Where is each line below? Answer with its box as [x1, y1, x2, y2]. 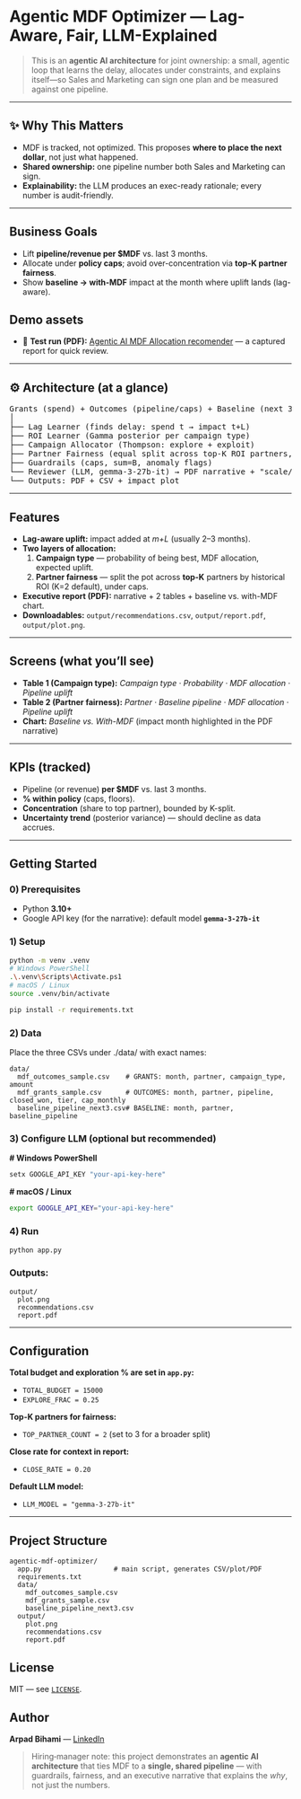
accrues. [21, 822, 56, 833]
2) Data [9, 1027, 42, 1039]
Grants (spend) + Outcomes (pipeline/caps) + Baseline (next [9, 404, 284, 414]
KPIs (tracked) [9, 760, 91, 775]
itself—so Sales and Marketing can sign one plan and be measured [30, 74, 279, 84]
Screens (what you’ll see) [9, 654, 155, 669]
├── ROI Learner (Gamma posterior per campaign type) [9, 431, 251, 441]
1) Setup [9, 936, 47, 948]
